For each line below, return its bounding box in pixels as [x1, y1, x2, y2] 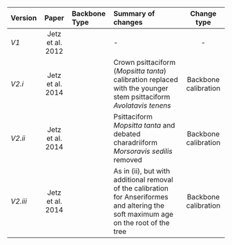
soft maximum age [113, 210, 174, 219]
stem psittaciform [113, 92, 171, 101]
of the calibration [113, 184, 169, 193]
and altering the [113, 201, 164, 210]
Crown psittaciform [113, 58, 176, 67]
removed [113, 155, 143, 164]
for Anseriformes [113, 193, 168, 202]
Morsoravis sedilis [113, 146, 173, 156]
